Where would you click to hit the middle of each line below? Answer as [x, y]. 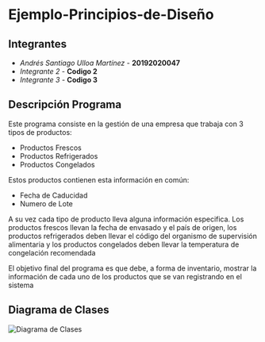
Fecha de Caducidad [54, 195]
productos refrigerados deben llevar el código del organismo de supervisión [133, 236]
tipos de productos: [40, 132]
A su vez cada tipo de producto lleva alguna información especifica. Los [126, 219]
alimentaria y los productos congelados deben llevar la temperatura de [124, 244]
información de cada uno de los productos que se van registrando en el [125, 276]
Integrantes [38, 44]
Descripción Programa [65, 105]
